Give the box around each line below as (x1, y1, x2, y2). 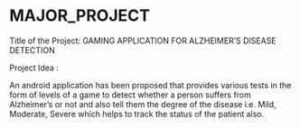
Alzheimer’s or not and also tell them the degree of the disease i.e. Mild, (9, 98, 277, 109)
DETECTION (9, 44, 56, 55)
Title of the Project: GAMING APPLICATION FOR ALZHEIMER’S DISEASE (9, 35, 277, 46)
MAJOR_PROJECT (9, 5, 151, 26)
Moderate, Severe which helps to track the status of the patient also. (9, 108, 265, 119)
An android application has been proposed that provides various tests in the (9, 79, 292, 90)
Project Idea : (9, 62, 59, 73)
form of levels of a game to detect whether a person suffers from (9, 89, 251, 100)
